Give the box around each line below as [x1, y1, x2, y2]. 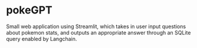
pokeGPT [6, 4, 52, 17]
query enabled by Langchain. [6, 35, 77, 42]
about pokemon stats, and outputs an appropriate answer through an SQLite [6, 29, 191, 36]
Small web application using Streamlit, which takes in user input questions [6, 23, 186, 30]
